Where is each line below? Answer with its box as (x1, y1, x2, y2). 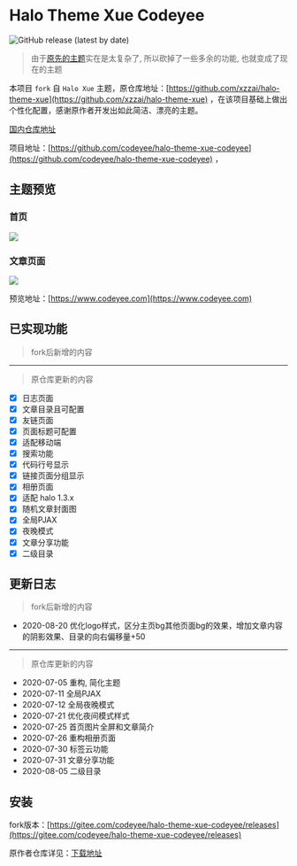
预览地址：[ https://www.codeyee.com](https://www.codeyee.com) (9, 293, 253, 304)
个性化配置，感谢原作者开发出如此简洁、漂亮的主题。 (9, 104, 203, 115)
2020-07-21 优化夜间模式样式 (21, 710, 130, 722)
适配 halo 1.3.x (21, 492, 74, 503)
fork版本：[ (9, 820, 50, 831)
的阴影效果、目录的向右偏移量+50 (21, 631, 146, 642)
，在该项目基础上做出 (209, 94, 288, 104)
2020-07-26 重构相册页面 (21, 732, 117, 744)
